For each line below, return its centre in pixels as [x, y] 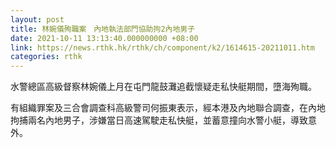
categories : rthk [46, 57]
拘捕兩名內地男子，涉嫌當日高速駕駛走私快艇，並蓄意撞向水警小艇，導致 [159, 120]
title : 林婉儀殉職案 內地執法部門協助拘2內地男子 [103, 29]
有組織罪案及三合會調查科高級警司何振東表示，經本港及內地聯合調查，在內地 [168, 108]
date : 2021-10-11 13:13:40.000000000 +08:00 [104, 38]
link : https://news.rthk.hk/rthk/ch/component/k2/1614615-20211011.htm [162, 47]
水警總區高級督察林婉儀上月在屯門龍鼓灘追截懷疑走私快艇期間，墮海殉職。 [163, 87]
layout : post [37, 19]
